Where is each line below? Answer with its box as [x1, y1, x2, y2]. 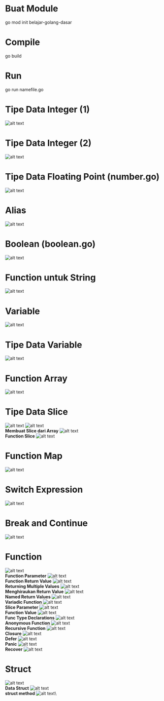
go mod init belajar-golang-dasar [5, 19, 72, 25]
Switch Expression [5, 484, 83, 495]
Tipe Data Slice [5, 406, 68, 418]
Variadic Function [5, 599, 42, 605]
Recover [5, 646, 23, 652]
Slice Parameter [5, 604, 38, 610]
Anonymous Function [5, 620, 50, 626]
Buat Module [5, 3, 58, 14]
